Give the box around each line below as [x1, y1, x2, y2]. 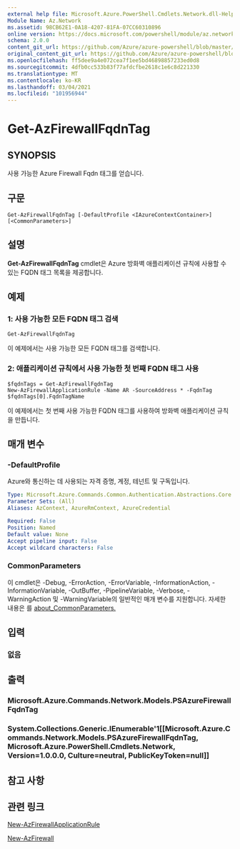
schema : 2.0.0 [7, 37, 50, 44]
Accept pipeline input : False [7, 537, 98, 545]
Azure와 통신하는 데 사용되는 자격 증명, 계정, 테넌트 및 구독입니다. [7, 477, 191, 486]
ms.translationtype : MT [7, 70, 79, 77]
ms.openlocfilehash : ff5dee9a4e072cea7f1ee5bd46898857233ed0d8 [7, 57, 200, 64]
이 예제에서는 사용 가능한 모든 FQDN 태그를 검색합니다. [7, 344, 161, 353]
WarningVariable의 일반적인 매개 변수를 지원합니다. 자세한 [63, 594, 226, 603]
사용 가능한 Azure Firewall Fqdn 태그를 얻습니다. [7, 169, 144, 178]
